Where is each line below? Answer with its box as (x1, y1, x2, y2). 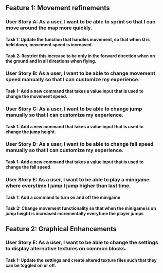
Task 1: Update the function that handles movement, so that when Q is (5, 36, 150, 42)
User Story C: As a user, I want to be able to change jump (5, 105, 143, 112)
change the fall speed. (5, 164, 52, 170)
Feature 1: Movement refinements (5, 4, 110, 12)
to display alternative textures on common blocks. (5, 245, 127, 252)
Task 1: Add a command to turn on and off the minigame (5, 194, 121, 200)
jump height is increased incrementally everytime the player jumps (5, 211, 144, 217)
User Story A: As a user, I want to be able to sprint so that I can (5, 18, 156, 25)
